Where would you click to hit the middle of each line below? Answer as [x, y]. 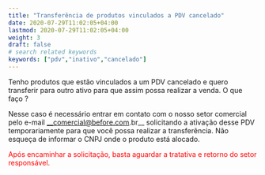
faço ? [19, 99]
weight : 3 [25, 37]
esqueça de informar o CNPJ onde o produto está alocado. [104, 139]
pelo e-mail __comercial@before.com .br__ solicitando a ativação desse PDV [132, 122]
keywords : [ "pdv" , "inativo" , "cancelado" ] [78, 60]
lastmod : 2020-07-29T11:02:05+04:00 [68, 30]
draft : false [30, 45]
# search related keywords [53, 52]
